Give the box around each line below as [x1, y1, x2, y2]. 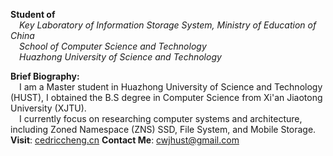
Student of [10, 9, 56, 20]
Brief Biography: [10, 70, 80, 82]
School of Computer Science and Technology [19, 40, 207, 52]
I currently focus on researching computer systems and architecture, [19, 113, 303, 124]
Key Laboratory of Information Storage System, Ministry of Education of [19, 19, 317, 31]
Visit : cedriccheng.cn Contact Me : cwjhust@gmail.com [10, 134, 240, 146]
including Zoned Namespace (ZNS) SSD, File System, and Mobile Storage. [10, 124, 317, 135]
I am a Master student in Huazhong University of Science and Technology [19, 81, 323, 93]
